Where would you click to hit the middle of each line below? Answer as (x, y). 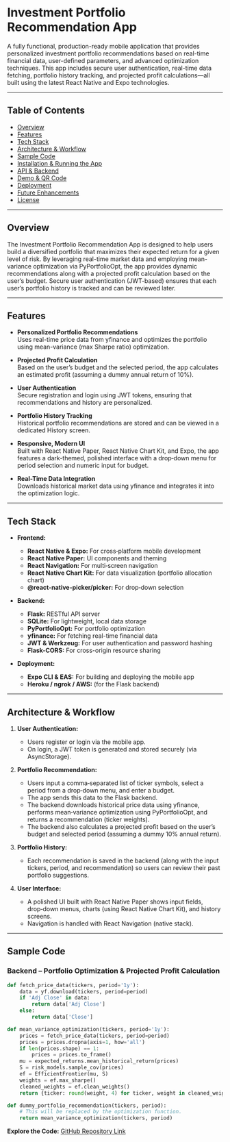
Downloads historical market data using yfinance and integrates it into (115, 486)
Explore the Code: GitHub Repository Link (66, 1131)
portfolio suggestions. (58, 875)
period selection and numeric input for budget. (83, 466)
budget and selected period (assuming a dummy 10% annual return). (124, 834)
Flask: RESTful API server (64, 614)
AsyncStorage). (49, 756)
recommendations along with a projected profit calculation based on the (109, 273)
